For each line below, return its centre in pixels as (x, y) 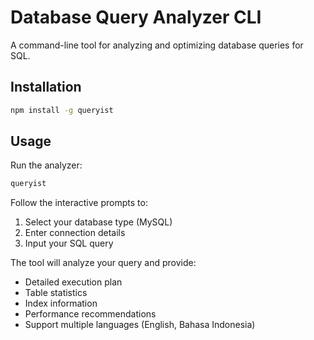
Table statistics (56, 293)
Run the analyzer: (46, 165)
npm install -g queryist (62, 110)
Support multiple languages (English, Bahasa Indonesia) (140, 325)
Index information (61, 303)
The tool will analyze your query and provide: (103, 263)
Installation (46, 87)
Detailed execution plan (73, 282)
